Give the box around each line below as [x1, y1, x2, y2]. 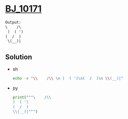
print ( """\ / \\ [12, 95, 51, 100]
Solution [5, 53, 32, 61]
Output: [5, 20, 22, 25]
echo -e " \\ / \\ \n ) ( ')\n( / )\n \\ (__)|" [12, 76, 123, 81]
